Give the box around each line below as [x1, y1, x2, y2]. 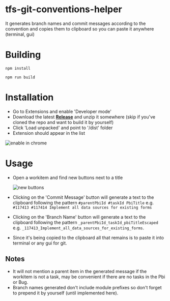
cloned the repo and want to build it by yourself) [12, 119, 114, 125]
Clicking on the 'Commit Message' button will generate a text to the [12, 194, 154, 200]
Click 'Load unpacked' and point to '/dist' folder [12, 125, 113, 131]
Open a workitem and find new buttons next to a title [12, 174, 123, 180]
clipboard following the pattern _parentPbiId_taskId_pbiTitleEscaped [12, 219, 159, 225]
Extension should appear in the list [12, 130, 86, 136]
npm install [5, 66, 31, 71]
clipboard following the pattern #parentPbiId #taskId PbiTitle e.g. [12, 199, 154, 205]
